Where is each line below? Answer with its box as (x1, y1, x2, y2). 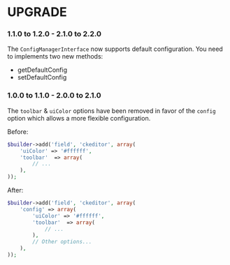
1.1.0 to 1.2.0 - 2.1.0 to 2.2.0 (7, 29, 102, 39)
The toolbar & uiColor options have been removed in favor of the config (7, 106, 216, 115)
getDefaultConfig (17, 66, 68, 74)
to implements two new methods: (7, 52, 103, 61)
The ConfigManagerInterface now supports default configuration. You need (7, 45, 224, 53)
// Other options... (32, 238, 92, 245)
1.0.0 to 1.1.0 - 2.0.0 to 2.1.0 (7, 91, 101, 100)
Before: (7, 127, 29, 136)
